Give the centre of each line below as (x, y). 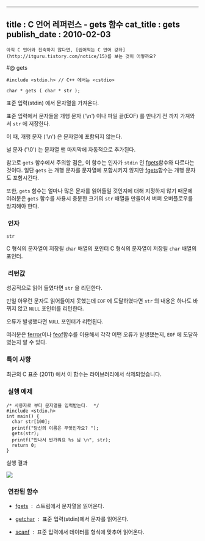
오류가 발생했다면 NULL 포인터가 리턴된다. (55, 322)
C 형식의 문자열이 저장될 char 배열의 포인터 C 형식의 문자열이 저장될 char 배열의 (102, 249)
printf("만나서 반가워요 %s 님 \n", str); (61, 440)
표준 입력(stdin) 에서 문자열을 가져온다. (53, 103)
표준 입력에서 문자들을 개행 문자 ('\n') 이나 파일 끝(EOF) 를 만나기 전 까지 (92, 116)
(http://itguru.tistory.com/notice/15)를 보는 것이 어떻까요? (81, 56)
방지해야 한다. (23, 206)
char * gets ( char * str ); (43, 90)
